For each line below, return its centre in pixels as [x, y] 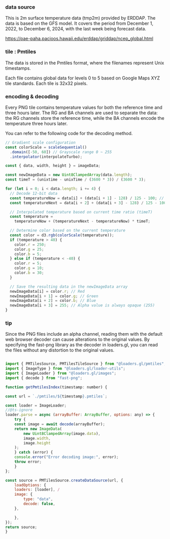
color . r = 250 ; [30, 244]
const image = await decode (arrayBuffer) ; [60, 424]
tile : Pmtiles [21, 52]
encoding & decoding [32, 96]
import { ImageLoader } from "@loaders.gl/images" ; [61, 373]
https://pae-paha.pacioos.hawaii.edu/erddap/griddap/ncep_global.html [79, 38]
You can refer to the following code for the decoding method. [69, 133]
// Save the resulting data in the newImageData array [69, 287]
